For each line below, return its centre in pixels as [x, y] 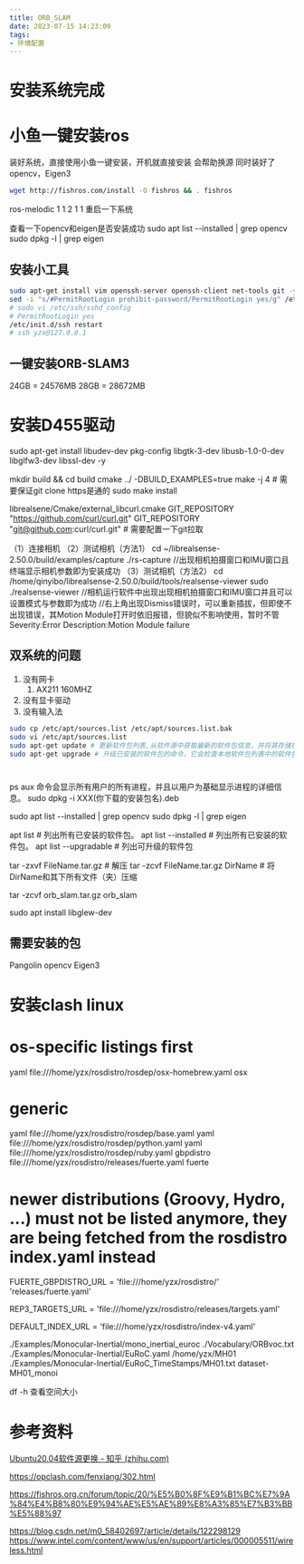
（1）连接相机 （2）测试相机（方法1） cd [85, 548]
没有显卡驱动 [46, 700]
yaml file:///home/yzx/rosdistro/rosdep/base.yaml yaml [112, 1134]
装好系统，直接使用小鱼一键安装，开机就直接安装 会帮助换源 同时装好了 [142, 162]
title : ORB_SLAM [40, 18]
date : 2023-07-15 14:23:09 [60, 26]
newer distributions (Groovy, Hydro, [147, 1199]
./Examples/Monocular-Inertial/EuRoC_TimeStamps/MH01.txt [123, 1364]
